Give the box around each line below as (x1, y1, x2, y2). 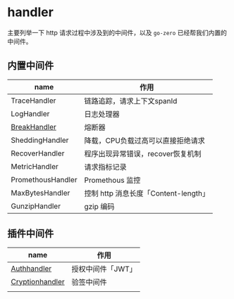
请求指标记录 (84, 162, 127, 172)
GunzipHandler (11, 201, 61, 211)
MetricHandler (11, 161, 58, 171)
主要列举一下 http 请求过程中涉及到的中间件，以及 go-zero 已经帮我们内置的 (7, 28, 227, 37)
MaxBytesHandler (11, 188, 70, 198)
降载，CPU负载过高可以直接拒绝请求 (84, 135, 206, 145)
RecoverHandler (11, 148, 65, 158)
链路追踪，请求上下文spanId (84, 96, 178, 106)
